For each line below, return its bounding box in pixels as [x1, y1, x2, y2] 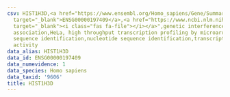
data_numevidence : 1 [7, 61, 66, 68]
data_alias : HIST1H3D [7, 48, 69, 55]
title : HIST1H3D [7, 80, 53, 87]
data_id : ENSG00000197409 [7, 55, 81, 61]
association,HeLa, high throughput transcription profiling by [13, 29, 197, 36]
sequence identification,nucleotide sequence [13, 36, 146, 42]
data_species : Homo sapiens [7, 67, 88, 74]
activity [13, 42, 38, 48]
